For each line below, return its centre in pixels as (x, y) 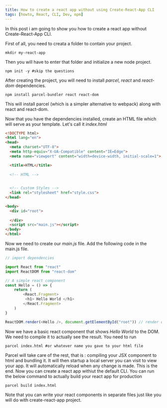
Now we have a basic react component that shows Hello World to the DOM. (83, 331)
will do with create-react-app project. (43, 400)
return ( (23, 290)
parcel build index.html (31, 385)
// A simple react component (35, 281)
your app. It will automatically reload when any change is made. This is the (81, 366)
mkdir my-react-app (25, 53)
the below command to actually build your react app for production (74, 376)
